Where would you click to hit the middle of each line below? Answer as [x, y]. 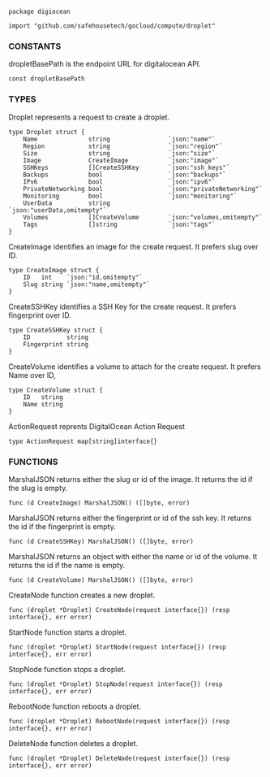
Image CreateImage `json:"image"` [121, 160]
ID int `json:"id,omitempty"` [83, 277]
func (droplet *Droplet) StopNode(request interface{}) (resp [116, 684]
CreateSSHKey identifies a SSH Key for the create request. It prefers [122, 306]
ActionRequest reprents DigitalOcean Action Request [96, 426]
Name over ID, [32, 375]
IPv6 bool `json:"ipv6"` [120, 182]
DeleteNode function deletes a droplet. [73, 743]
